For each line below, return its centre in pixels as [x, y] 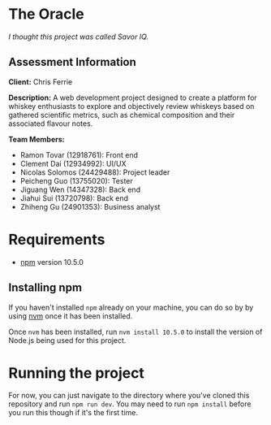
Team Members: [37, 139]
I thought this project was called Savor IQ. [78, 37]
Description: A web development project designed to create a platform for [133, 98]
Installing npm [45, 288]
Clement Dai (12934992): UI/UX [73, 163]
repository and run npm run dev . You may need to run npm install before [130, 404]
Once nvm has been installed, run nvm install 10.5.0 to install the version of [135, 332]
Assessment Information [72, 62]
